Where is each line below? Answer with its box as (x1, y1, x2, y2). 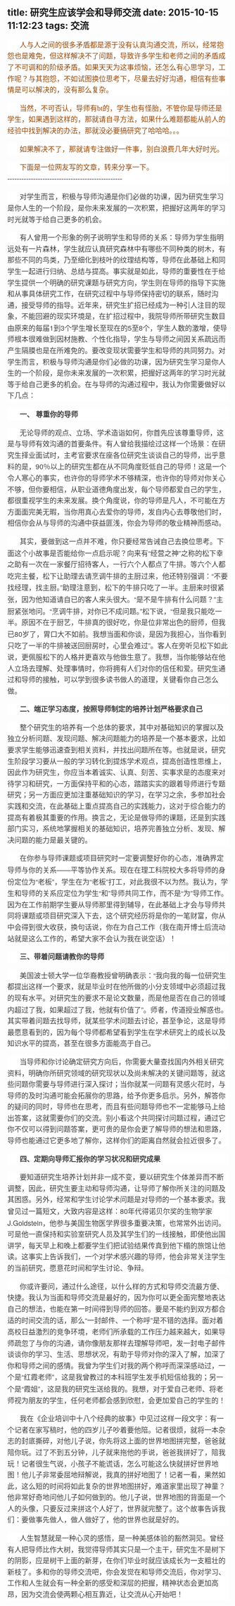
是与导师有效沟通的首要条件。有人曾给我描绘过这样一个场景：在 (7, 440, 220, 448)
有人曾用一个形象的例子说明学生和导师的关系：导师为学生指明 (20, 234, 224, 242)
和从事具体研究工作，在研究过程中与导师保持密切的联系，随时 (7, 290, 212, 298)
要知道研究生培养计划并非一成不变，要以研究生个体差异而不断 (20, 1173, 224, 1182)
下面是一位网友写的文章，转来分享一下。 (20, 163, 154, 172)
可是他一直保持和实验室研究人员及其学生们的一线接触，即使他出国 (7, 1230, 227, 1239)
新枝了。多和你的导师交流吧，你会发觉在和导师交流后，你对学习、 (7, 1568, 227, 1576)
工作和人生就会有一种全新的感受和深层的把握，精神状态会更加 (7, 1579, 212, 1588)
